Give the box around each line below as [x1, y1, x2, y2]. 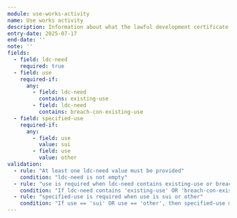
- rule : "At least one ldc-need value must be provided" [13, 167, 185, 174]
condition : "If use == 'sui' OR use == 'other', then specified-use [20, 200, 226, 207]
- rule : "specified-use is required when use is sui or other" [13, 193, 203, 200]
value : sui [38, 141, 71, 148]
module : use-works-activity [7, 10, 90, 18]
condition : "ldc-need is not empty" [20, 174, 128, 181]
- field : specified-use [13, 115, 83, 122]
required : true [20, 63, 65, 70]
